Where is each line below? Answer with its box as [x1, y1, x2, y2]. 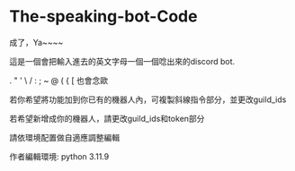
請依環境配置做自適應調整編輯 [9, 132, 120, 142]
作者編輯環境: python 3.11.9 [9, 150, 110, 162]
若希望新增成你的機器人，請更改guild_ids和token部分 [9, 113, 205, 124]
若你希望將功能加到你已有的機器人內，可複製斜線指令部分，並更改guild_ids [9, 94, 287, 105]
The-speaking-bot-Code [9, 6, 198, 27]
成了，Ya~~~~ [9, 37, 64, 47]
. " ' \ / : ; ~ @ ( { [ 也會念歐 [9, 74, 109, 86]
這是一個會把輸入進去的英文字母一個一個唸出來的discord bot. [9, 56, 236, 66]
